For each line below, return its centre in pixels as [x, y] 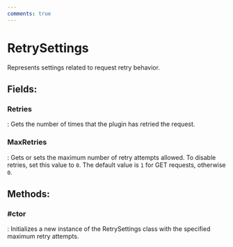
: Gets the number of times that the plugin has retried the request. [101, 124]
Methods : [29, 194]
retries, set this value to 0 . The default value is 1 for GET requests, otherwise [116, 165]
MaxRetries [27, 142]
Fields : [22, 89]
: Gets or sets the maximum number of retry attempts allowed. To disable [112, 157]
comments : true [29, 14]
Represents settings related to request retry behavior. [83, 67]
